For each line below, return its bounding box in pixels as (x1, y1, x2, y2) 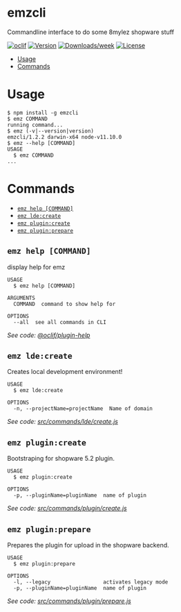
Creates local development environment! (7, 368, 123, 376)
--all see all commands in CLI (13, 318, 107, 325)
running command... (7, 121, 64, 128)
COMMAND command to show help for (13, 300, 116, 307)
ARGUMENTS (7, 294, 36, 301)
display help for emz (7, 262, 66, 271)
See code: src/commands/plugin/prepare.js (7, 597, 131, 605)
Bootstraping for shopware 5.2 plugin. (7, 454, 115, 463)
